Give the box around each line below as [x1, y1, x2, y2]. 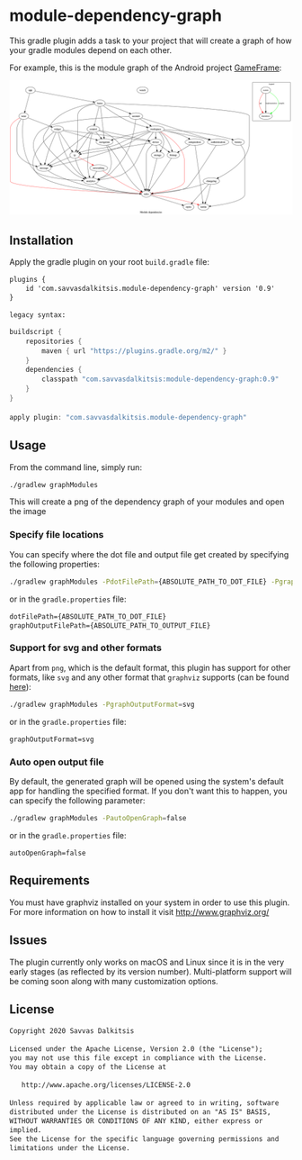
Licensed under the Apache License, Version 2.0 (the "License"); [9, 1045, 263, 1054]
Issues [9, 933, 48, 948]
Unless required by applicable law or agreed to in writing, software [9, 1099, 280, 1108]
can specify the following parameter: [9, 795, 146, 806]
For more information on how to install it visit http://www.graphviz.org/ [9, 906, 270, 917]
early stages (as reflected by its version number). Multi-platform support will [9, 965, 292, 977]
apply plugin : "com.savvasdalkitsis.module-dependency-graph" [9, 412, 247, 421]
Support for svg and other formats [9, 641, 162, 654]
